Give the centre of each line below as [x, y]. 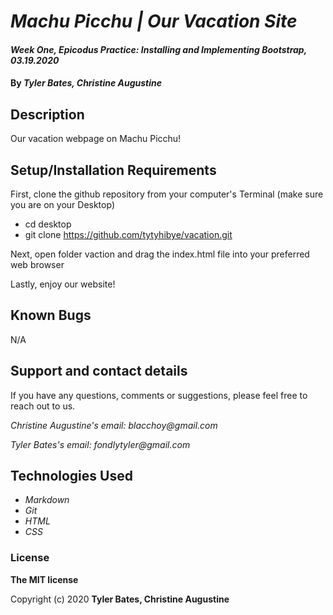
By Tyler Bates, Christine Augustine [86, 83]
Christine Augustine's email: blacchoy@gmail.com [114, 425]
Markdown [47, 500]
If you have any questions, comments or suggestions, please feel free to [159, 395]
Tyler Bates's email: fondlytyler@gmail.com [100, 444]
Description [47, 114]
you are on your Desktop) [62, 204]
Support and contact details [99, 371]
